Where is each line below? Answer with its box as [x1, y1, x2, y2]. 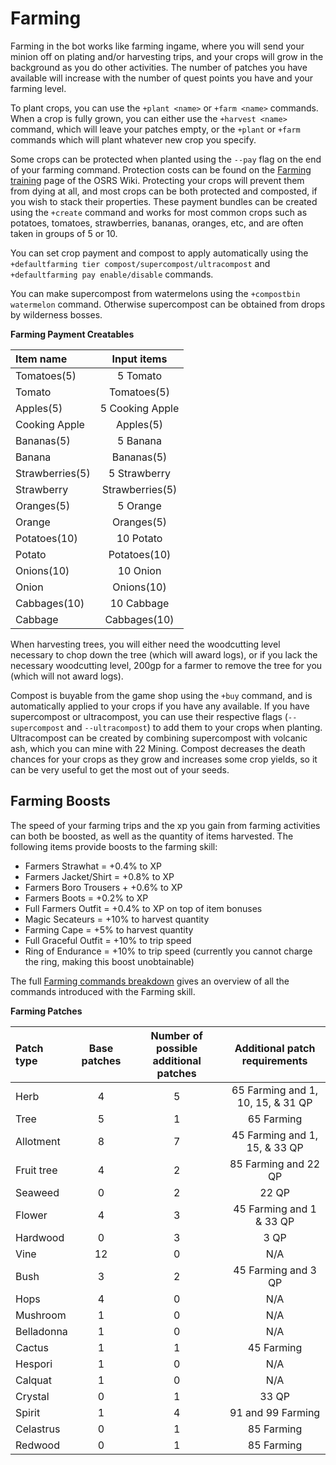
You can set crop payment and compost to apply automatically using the [10, 247, 309, 259]
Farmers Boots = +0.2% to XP [24, 892, 149, 904]
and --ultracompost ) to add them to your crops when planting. [66, 721, 323, 733]
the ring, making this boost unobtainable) [24, 955, 195, 967]
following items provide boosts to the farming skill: [10, 840, 218, 852]
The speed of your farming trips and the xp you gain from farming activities [10, 819, 321, 831]
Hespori [15, 1357, 53, 1371]
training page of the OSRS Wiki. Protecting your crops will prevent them [10, 174, 305, 186]
